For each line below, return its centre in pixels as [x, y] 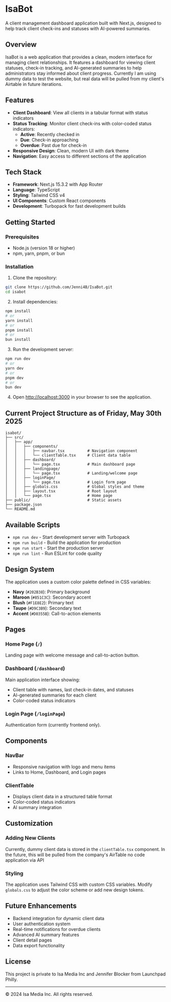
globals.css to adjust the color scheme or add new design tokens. [75, 890]
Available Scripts [33, 525]
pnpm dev [15, 378]
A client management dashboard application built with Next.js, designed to [83, 23]
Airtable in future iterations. [34, 84]
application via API [25, 860]
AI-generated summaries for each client [54, 695]
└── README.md [20, 509]
